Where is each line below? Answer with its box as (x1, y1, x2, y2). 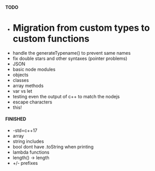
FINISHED (5, 116, 27, 122)
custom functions (12, 33, 90, 45)
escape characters (12, 99, 53, 105)
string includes (12, 138, 44, 144)
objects (12, 72, 29, 78)
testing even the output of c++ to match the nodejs (12, 93, 120, 99)
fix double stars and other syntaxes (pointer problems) (12, 55, 127, 61)
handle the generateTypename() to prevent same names (12, 50, 131, 56)
